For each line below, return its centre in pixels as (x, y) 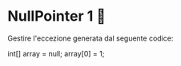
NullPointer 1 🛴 (56, 16)
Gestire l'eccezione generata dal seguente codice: (90, 38)
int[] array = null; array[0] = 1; (56, 53)
